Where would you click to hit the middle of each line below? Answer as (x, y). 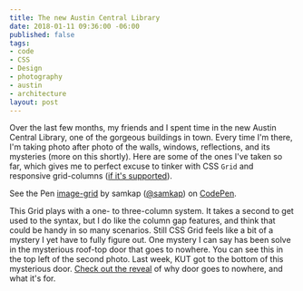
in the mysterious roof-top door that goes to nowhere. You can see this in (147, 249)
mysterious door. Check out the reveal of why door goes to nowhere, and (146, 269)
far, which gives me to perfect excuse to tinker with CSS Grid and (132, 166)
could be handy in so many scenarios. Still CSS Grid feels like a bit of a (142, 230)
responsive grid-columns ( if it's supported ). (91, 176)
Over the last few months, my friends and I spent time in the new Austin (143, 128)
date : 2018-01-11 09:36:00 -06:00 (75, 26)
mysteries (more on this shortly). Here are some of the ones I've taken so (146, 157)
